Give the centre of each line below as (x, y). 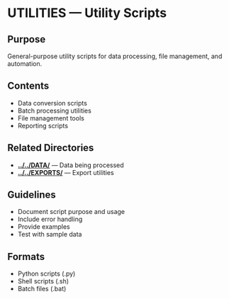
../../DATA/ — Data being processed (71, 165)
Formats (26, 256)
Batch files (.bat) (42, 289)
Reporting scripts (43, 125)
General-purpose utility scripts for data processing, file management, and (115, 56)
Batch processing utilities (55, 111)
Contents (28, 86)
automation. (25, 64)
